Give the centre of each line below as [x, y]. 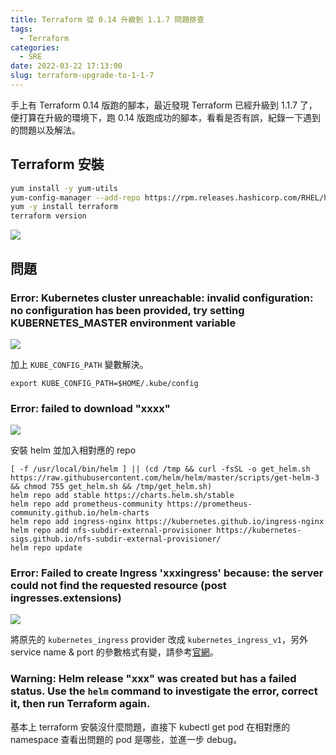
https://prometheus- [209, 504]
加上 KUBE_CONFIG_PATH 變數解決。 [79, 364]
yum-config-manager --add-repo [75, 197]
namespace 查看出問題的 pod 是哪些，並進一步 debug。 [126, 739]
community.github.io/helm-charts [80, 513]
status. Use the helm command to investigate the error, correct [164, 691]
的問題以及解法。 [45, 130]
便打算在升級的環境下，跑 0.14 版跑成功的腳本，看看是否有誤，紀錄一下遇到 [165, 117]
